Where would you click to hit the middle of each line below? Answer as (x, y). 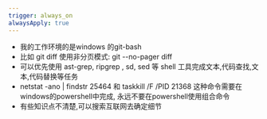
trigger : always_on (41, 15)
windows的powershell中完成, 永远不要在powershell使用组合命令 (125, 96)
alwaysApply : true (39, 23)
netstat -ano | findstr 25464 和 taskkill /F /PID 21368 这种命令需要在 (131, 86)
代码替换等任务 (53, 76)
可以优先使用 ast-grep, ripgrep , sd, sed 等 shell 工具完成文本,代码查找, (136, 66)
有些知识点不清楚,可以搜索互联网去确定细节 (90, 106)
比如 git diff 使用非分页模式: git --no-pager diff (96, 56)
